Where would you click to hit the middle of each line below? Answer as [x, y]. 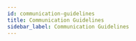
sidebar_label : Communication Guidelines [68, 26]
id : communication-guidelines [51, 14]
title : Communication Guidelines [56, 20]
